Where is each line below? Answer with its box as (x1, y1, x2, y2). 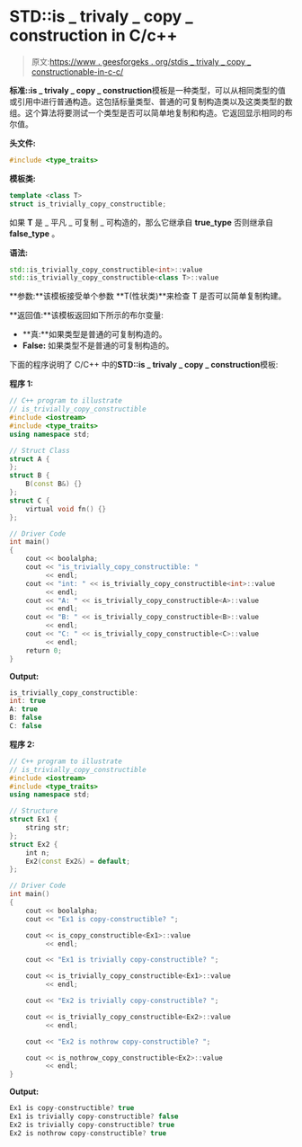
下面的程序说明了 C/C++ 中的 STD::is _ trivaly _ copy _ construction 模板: (9, 360, 279, 370)
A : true (9, 705, 39, 714)
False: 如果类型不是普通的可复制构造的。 (22, 340, 174, 351)
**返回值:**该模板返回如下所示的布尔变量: (9, 310, 164, 321)
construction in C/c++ (9, 25, 178, 46)
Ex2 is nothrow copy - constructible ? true (9, 1128, 167, 1138)
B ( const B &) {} (25, 479, 83, 489)
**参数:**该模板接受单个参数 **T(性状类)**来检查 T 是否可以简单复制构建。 (9, 290, 287, 302)
